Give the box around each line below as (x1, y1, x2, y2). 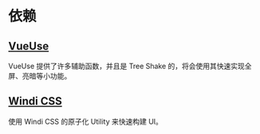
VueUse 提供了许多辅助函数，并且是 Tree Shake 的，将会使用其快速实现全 (8, 61, 253, 71)
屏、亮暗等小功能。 (8, 71, 72, 80)
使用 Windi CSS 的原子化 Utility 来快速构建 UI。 (8, 117, 163, 126)
